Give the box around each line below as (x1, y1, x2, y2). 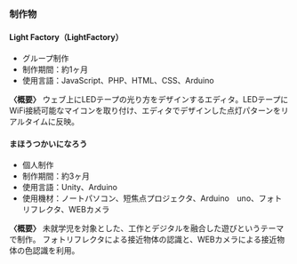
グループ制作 (21, 53, 69, 64)
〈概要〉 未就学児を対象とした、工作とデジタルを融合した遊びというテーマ (9, 223, 285, 234)
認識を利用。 (32, 245, 80, 256)
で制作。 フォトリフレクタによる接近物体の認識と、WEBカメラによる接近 (9, 234, 277, 245)
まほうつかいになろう (9, 138, 87, 148)
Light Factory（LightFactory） (9, 31, 124, 42)
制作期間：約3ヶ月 (21, 171, 91, 181)
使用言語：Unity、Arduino (21, 182, 118, 193)
